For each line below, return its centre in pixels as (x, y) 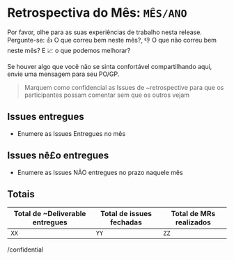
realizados (193, 222)
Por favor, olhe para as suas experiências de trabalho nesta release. (104, 32)
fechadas (126, 222)
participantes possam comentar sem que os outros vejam (107, 95)
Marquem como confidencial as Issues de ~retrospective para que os (124, 87)
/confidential (25, 250)
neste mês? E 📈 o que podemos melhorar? (69, 50)
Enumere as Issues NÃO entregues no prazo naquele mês (100, 172)
